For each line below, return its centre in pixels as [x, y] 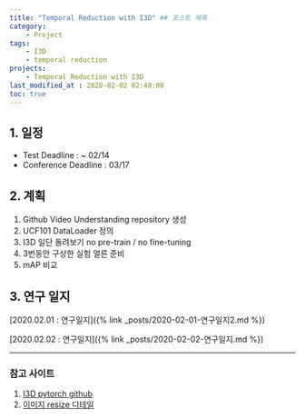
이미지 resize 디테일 [58, 404]
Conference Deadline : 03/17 [76, 165]
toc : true [28, 94]
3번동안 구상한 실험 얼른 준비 [74, 254]
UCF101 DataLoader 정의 [68, 231]
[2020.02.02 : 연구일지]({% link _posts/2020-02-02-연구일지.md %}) [137, 339]
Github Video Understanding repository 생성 [104, 220]
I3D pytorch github [58, 394]
